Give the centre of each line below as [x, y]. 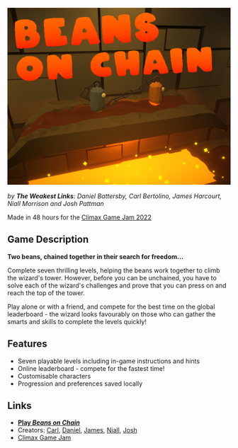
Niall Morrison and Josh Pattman [56, 203]
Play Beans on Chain [49, 423]
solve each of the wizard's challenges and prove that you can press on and [117, 285]
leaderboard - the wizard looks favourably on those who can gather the [112, 314]
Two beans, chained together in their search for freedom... [96, 256]
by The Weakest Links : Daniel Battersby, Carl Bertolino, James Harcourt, [114, 196]
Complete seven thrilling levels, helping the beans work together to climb [114, 270]
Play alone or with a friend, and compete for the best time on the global [111, 306]
